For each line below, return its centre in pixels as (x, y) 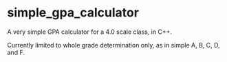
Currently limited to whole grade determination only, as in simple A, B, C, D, (113, 45)
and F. (16, 52)
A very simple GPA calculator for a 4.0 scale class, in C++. (90, 32)
